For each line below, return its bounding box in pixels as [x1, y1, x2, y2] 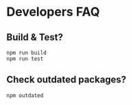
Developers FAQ [6, 4, 100, 20]
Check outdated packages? [6, 74, 127, 85]
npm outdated [6, 92, 44, 99]
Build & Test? [6, 31, 63, 43]
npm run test [6, 55, 44, 62]
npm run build [6, 49, 47, 56]
